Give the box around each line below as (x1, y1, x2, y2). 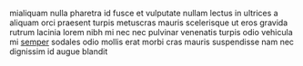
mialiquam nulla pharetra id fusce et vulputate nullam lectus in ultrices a (9, 8, 279, 18)
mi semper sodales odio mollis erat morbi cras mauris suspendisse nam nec (9, 36, 294, 47)
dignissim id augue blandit (9, 46, 108, 57)
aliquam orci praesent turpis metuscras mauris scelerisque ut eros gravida (9, 17, 288, 28)
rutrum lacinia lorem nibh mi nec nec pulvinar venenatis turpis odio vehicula (9, 27, 293, 37)
